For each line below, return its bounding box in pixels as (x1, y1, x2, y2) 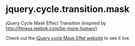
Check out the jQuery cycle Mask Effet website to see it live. (6, 35, 130, 41)
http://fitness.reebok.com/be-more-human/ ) (6, 25, 98, 31)
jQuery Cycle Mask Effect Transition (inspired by (6, 20, 106, 26)
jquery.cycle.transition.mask (6, 3, 130, 15)
